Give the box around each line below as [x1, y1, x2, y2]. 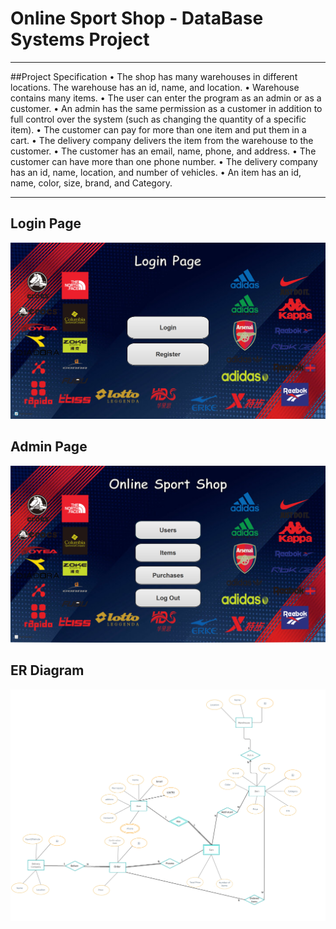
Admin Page [10, 438, 88, 456]
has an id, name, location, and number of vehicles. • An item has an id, [10, 166, 302, 178]
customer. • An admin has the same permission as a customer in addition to [10, 102, 323, 114]
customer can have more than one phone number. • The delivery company [10, 155, 318, 167]
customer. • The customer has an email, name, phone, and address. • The [10, 145, 317, 157]
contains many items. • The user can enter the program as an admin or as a [10, 92, 322, 104]
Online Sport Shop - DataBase [10, 7, 264, 30]
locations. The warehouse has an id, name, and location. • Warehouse [10, 81, 300, 93]
